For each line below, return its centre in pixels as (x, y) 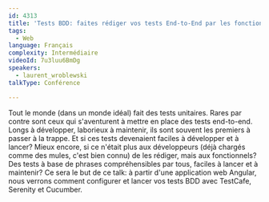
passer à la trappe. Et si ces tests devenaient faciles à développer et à (124, 138)
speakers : (25, 68)
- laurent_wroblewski (52, 75)
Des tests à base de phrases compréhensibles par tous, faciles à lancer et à (133, 164)
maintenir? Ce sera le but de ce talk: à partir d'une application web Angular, (132, 172)
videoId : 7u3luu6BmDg (44, 61)
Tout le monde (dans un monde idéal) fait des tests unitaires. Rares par (125, 112)
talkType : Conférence (44, 83)
